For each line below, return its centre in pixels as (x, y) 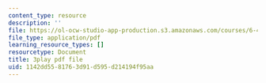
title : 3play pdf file (46, 60)
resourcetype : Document (47, 52)
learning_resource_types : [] (56, 45)
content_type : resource (47, 15)
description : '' (35, 23)
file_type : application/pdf (55, 38)
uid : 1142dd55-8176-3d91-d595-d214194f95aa (81, 67)
